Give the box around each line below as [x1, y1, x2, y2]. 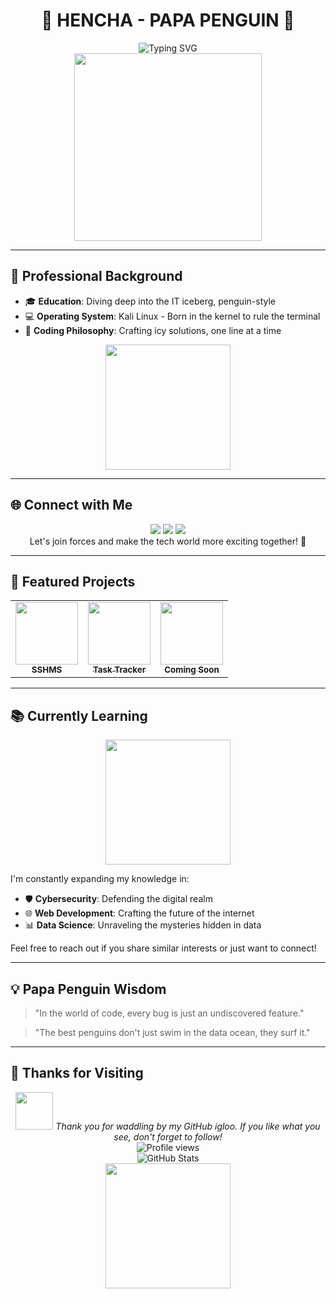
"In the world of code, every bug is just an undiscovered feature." [34, 1007, 305, 1019]
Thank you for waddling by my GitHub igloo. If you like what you [55, 1120, 321, 1132]
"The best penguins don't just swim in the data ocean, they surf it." [34, 1027, 311, 1038]
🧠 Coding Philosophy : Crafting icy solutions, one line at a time [24, 324, 282, 336]
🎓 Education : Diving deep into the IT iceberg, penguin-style [24, 295, 276, 307]
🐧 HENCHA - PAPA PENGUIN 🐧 [41, 9, 295, 32]
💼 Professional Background [10, 268, 183, 285]
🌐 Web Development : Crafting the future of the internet [24, 907, 255, 919]
